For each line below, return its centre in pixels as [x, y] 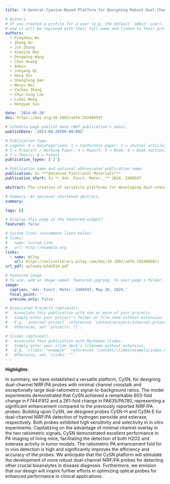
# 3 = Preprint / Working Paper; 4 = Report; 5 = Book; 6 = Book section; [86, 150]
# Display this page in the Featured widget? [54, 219]
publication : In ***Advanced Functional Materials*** [63, 174]
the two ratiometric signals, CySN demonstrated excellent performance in [82, 433]
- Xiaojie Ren [25, 52]
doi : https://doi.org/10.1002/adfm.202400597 [54, 118]
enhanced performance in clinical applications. [54, 476]
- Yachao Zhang [26, 90]
